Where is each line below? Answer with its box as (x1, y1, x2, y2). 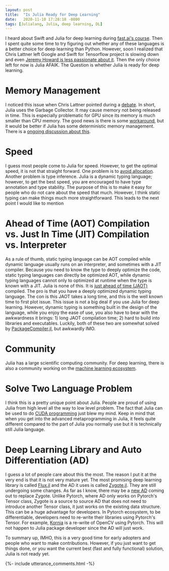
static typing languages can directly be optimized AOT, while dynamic (5, 272, 150, 278)
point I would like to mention (5, 200, 64, 207)
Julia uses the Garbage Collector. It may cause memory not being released (5, 107, 161, 113)
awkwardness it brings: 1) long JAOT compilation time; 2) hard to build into (5, 315, 160, 321)
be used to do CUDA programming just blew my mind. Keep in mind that (5, 410, 155, 416)
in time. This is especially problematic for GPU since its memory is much (5, 112, 155, 118)
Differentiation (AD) (5, 455, 89, 466)
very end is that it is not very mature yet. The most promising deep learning (5, 477, 162, 483)
